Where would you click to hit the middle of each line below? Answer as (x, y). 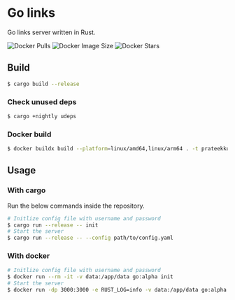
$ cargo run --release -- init (53, 225)
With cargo (27, 190)
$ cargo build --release (43, 84)
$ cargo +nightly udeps (42, 116)
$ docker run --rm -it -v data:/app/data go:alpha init (90, 277)
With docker (29, 256)
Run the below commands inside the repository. (76, 206)
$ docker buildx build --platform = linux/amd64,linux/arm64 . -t (103, 149)
